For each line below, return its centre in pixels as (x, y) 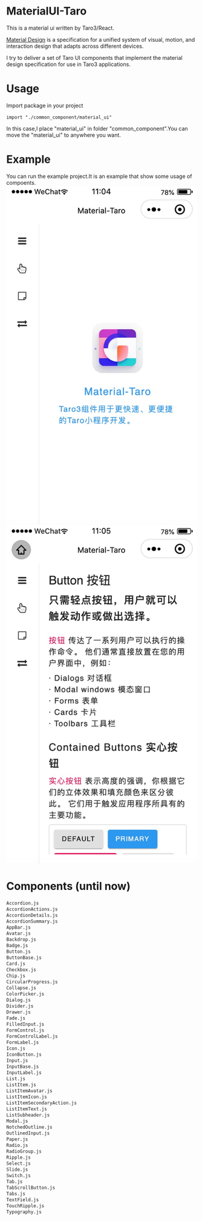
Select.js (19, 1163)
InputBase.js (23, 1067)
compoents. (21, 182)
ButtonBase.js (24, 958)
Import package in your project (45, 105)
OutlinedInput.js (28, 1133)
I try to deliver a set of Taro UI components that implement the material (94, 58)
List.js (16, 1079)
